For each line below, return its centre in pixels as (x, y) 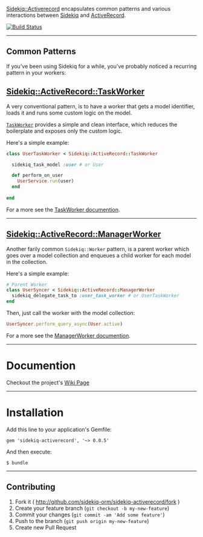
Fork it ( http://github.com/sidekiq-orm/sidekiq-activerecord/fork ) (97, 501)
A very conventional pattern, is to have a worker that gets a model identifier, (101, 106)
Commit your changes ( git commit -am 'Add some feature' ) (90, 515)
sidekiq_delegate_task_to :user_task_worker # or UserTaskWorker (96, 296)
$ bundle (17, 463)
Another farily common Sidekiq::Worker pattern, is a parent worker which (98, 249)
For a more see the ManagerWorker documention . (69, 335)
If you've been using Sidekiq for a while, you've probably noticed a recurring (101, 66)
